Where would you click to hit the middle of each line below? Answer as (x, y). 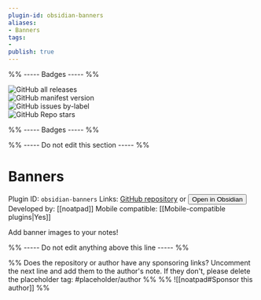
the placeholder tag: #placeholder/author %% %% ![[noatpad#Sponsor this (130, 279)
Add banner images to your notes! (63, 232)
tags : (17, 37)
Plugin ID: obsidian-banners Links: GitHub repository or (97, 199)
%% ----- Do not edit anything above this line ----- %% (99, 247)
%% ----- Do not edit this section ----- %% (79, 145)
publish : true (31, 52)
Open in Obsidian (218, 199)
